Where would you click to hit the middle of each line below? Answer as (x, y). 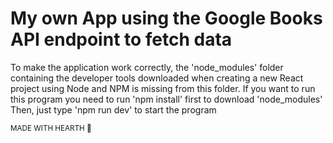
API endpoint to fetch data (121, 39)
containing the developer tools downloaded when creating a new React (157, 78)
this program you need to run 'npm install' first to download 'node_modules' (166, 99)
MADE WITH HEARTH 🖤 (51, 128)
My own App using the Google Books (166, 18)
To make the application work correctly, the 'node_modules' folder (147, 67)
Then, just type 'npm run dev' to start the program (113, 109)
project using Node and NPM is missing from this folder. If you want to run (163, 88)
